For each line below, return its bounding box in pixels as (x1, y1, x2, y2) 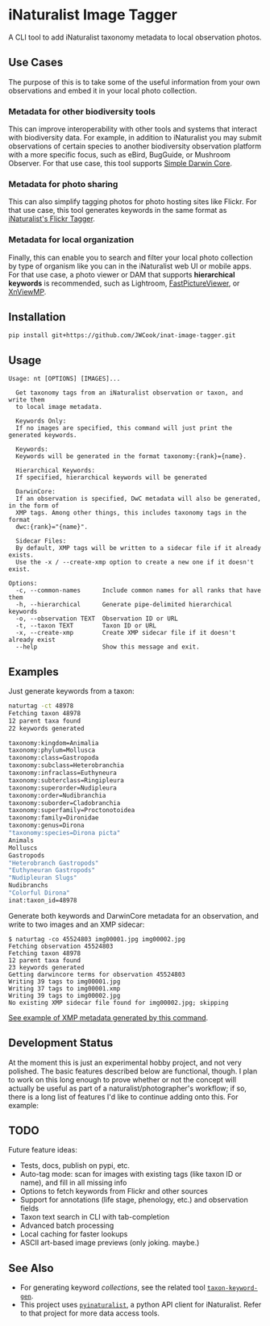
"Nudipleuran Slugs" (8, 874, 78, 882)
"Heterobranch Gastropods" (8, 859, 99, 867)
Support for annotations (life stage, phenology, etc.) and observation (19, 1195, 248, 1205)
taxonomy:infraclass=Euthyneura (8, 769, 117, 778)
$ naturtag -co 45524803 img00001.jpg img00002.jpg (8, 935, 185, 943)
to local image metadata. (15, 403, 103, 411)
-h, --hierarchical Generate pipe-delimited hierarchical (15, 601, 232, 609)
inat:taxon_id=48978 (8, 896, 78, 904)
